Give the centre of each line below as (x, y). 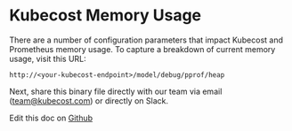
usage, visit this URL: (48, 58)
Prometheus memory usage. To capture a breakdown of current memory (142, 49)
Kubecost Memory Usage (105, 15)
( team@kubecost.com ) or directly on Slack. (89, 100)
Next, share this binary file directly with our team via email (116, 91)
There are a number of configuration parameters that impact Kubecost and (146, 40)
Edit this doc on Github (51, 118)
